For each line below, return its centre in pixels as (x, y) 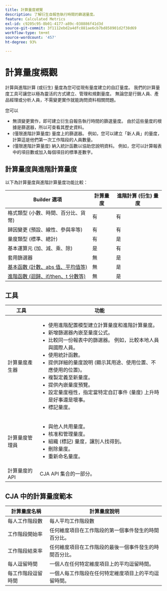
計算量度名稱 (26, 511)
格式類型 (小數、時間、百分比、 (44, 213)
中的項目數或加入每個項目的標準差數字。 (54, 152)
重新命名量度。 (66, 457)
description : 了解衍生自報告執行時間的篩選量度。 (51, 14)
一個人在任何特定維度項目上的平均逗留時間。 (102, 564)
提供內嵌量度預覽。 (71, 385)
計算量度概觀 (32, 72)
